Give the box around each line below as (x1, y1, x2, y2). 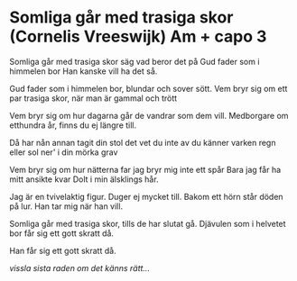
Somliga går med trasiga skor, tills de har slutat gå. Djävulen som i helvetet (9, 218, 286, 229)
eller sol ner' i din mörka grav (9, 147, 118, 158)
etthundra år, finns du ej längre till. (9, 120, 137, 131)
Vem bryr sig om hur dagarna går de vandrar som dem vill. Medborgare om (9, 110, 289, 121)
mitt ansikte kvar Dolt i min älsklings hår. (9, 174, 160, 185)
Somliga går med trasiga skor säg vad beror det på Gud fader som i (9, 56, 260, 67)
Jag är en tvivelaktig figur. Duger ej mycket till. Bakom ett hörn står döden (9, 191, 283, 202)
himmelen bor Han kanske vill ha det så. (9, 66, 158, 77)
